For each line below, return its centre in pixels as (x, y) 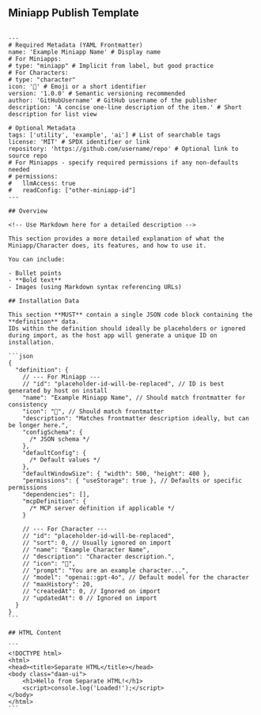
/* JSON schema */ (59, 439)
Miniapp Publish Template (74, 13)
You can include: (37, 259)
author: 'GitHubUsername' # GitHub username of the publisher (113, 100)
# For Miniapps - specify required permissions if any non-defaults (123, 162)
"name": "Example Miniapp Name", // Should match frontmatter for (134, 397)
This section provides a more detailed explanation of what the (116, 239)
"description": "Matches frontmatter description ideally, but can (136, 418)
